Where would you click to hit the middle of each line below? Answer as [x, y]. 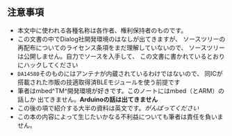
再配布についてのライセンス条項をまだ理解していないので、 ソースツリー [121, 48]
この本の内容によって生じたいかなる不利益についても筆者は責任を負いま [120, 117]
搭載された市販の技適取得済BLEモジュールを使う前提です [99, 82]
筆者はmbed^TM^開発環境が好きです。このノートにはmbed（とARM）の [121, 90]
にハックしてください [48, 65]
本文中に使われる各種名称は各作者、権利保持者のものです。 [102, 30]
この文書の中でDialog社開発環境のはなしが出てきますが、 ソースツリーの [121, 39]
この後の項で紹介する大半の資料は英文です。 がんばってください [108, 108]
